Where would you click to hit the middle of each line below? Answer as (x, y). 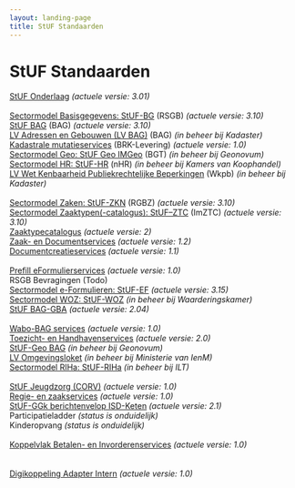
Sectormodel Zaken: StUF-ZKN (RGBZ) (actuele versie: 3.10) (122, 203)
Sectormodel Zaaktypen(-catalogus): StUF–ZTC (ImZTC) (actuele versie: (146, 213)
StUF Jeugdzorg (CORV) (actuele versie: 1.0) (93, 387)
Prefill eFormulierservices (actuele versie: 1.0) (95, 270)
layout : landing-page (51, 18)
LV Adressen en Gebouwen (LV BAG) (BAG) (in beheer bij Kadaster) (136, 135)
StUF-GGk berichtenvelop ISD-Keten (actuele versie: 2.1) (116, 406)
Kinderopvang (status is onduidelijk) (77, 425)
